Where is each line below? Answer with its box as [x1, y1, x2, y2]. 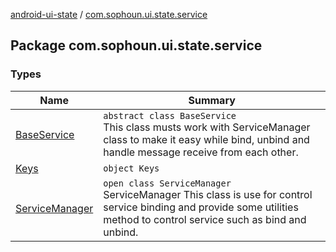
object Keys [103, 162, 160, 174]
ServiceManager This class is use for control [103, 187, 313, 201]
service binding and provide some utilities [103, 200, 299, 214]
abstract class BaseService [103, 110, 237, 121]
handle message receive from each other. [103, 145, 299, 159]
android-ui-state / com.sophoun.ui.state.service [10, 9, 208, 20]
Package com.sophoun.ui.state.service [10, 37, 263, 54]
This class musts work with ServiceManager [103, 120, 311, 134]
